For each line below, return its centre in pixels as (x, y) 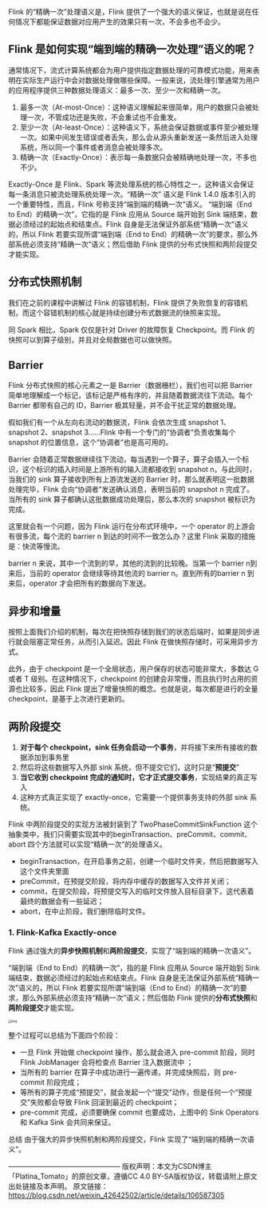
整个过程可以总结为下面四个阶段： (64, 1035)
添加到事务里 (48, 758)
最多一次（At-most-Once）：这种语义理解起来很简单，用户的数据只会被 (136, 107)
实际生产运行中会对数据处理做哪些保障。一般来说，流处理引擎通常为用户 (141, 80)
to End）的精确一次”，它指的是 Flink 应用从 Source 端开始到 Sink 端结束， (130, 214)
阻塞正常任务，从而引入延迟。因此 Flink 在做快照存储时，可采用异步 (140, 642)
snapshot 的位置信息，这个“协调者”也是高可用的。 (91, 442)
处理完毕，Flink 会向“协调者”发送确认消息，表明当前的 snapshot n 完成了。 (131, 490)
